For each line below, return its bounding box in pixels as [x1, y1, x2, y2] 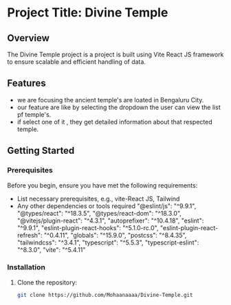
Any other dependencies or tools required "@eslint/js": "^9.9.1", [16, 201, 197, 210]
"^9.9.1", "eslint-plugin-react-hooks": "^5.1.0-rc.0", [16, 223, 159, 231]
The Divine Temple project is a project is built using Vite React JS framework [7, 50, 224, 58]
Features [7, 78, 46, 89]
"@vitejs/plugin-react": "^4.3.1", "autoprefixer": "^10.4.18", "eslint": [16, 216, 204, 225]
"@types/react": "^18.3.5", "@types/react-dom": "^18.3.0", [16, 209, 182, 217]
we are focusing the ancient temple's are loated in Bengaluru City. [16, 95, 204, 104]
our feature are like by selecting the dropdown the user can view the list [16, 103, 221, 111]
